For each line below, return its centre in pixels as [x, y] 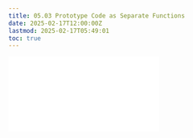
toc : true [25, 38]
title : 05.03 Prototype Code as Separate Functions [96, 16]
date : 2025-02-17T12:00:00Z [55, 23]
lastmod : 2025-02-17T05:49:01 [59, 30]
